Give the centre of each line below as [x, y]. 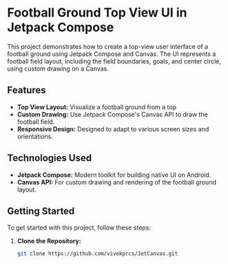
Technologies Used [49, 158]
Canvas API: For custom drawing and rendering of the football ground [117, 182]
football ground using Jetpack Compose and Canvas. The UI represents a [112, 54]
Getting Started [41, 211]
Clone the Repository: [49, 241]
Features [27, 90]
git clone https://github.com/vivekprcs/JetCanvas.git [97, 254]
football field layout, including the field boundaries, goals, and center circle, [114, 61]
